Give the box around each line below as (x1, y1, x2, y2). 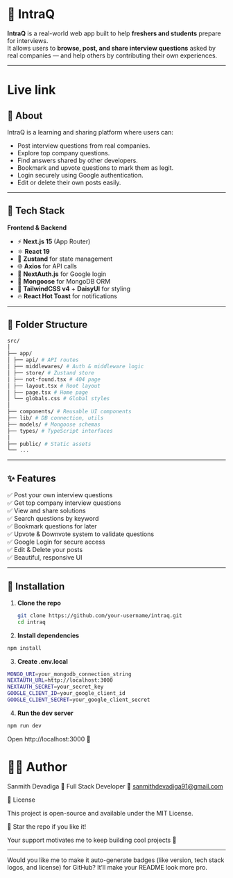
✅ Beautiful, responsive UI (7, 553, 83, 562)
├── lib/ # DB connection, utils (7, 415, 104, 422)
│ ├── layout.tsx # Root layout (7, 382, 101, 389)
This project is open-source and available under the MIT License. (7, 809, 193, 817)
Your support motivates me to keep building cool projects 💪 (7, 836, 177, 844)
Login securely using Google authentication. (17, 171, 144, 179)
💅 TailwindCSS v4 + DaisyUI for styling (17, 284, 130, 293)
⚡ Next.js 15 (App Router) (17, 237, 91, 246)
